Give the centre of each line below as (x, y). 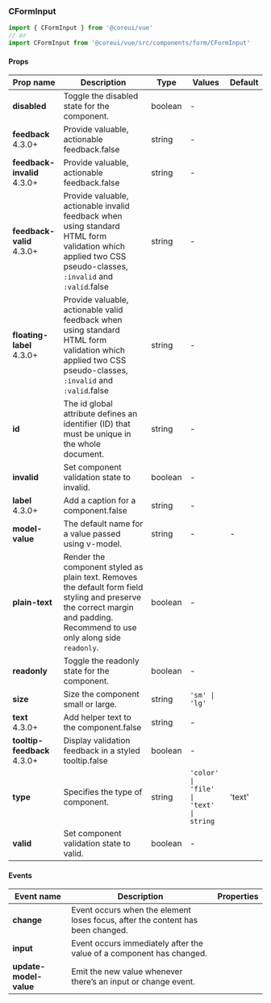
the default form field (103, 587)
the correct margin (99, 608)
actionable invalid (97, 206)
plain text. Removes (100, 577)
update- (29, 967)
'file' (202, 789)
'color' (204, 773)
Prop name (34, 82)
